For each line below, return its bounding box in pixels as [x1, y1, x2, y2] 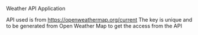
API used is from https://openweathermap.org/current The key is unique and [6, 16, 193, 23]
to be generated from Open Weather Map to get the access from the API [6, 23, 182, 29]
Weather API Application [6, 5, 66, 12]
